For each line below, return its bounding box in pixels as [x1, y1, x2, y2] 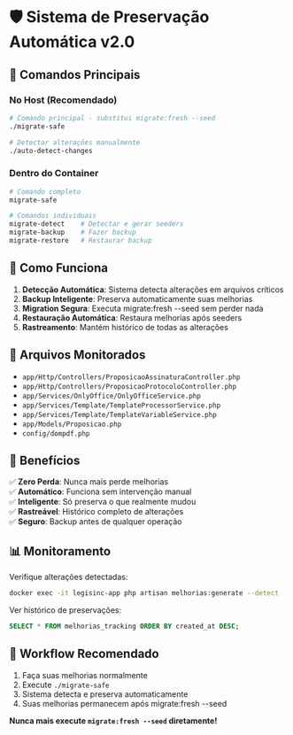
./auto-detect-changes [9, 146, 93, 155]
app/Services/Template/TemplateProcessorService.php [21, 400, 221, 410]
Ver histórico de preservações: [9, 605, 122, 615]
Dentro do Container [9, 167, 99, 180]
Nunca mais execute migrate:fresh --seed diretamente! [9, 715, 218, 726]
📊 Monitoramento [9, 544, 112, 559]
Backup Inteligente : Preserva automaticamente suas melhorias [21, 293, 253, 304]
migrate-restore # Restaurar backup [9, 236, 152, 245]
